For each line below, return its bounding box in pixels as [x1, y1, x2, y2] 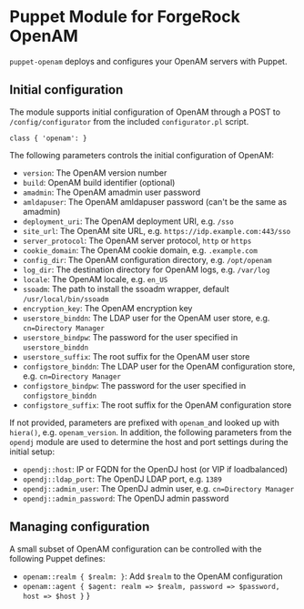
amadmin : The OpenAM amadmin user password [22, 187, 201, 198]
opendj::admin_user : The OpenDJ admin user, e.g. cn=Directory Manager [22, 482, 295, 493]
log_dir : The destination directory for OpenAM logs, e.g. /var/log [22, 264, 270, 275]
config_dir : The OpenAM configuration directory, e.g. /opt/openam [22, 254, 272, 265]
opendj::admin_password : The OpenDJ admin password [22, 492, 229, 503]
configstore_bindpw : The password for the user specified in [22, 380, 247, 391]
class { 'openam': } [9, 134, 88, 143]
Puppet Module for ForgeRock [9, 6, 241, 27]
